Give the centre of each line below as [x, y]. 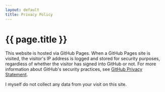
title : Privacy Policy [29, 15]
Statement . [17, 75]
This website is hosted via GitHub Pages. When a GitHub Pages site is [78, 53]
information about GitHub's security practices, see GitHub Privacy [74, 69]
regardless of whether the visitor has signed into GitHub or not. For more [81, 64]
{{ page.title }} [36, 39]
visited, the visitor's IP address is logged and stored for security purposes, [83, 59]
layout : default [22, 10]
